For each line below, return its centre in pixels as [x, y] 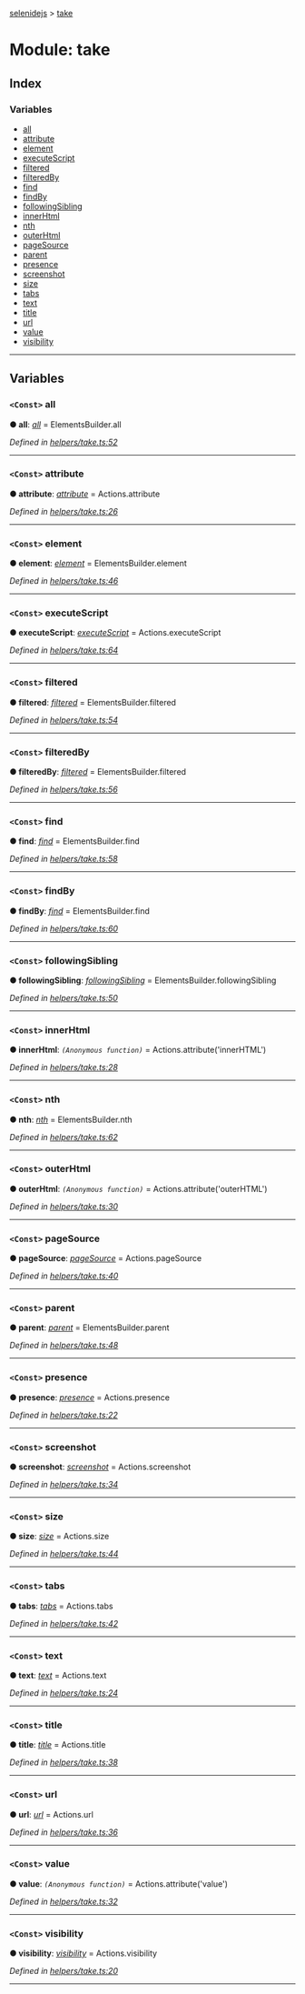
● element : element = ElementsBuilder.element [98, 564]
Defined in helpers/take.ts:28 [64, 1067]
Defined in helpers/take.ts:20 [64, 1971]
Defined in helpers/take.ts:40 [64, 1276]
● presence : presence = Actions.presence [90, 1397]
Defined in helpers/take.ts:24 [64, 1693]
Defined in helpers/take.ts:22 [64, 1415]
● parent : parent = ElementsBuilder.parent [89, 1328]
